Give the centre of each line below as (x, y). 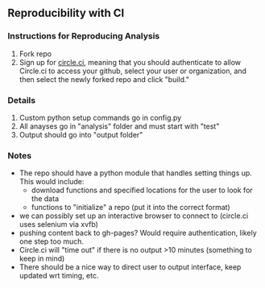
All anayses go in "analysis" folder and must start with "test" (119, 126)
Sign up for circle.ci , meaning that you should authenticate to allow (130, 62)
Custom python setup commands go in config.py (100, 117)
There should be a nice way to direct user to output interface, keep (130, 267)
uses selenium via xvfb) (58, 224)
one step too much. (52, 241)
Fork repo (35, 53)
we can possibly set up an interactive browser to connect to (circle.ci (134, 216)
